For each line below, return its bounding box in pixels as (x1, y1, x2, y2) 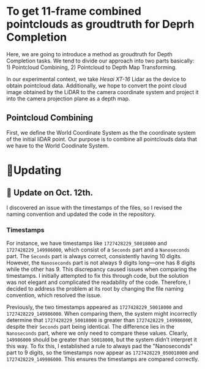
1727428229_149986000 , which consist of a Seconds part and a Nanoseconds (6, 246, 190, 253)
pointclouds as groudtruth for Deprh (6, 17, 195, 31)
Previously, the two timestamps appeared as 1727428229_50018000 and (6, 304, 183, 311)
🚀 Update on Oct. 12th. (6, 188, 94, 198)
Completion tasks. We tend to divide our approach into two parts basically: (6, 57, 195, 64)
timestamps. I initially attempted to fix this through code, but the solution (6, 272, 189, 280)
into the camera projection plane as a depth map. (6, 95, 130, 102)
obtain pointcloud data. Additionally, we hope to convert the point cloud (6, 81, 187, 89)
